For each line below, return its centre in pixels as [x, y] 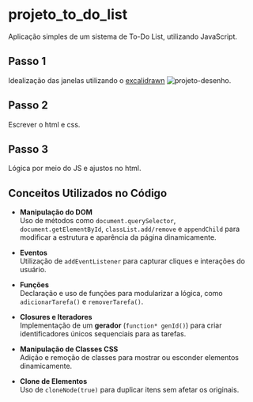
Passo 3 [28, 149]
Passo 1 [27, 61]
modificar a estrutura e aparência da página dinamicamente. [118, 237]
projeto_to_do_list [68, 15]
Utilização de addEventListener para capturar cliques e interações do [132, 261]
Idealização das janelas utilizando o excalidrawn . [120, 80]
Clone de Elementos [53, 381]
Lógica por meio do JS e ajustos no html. [75, 169]
